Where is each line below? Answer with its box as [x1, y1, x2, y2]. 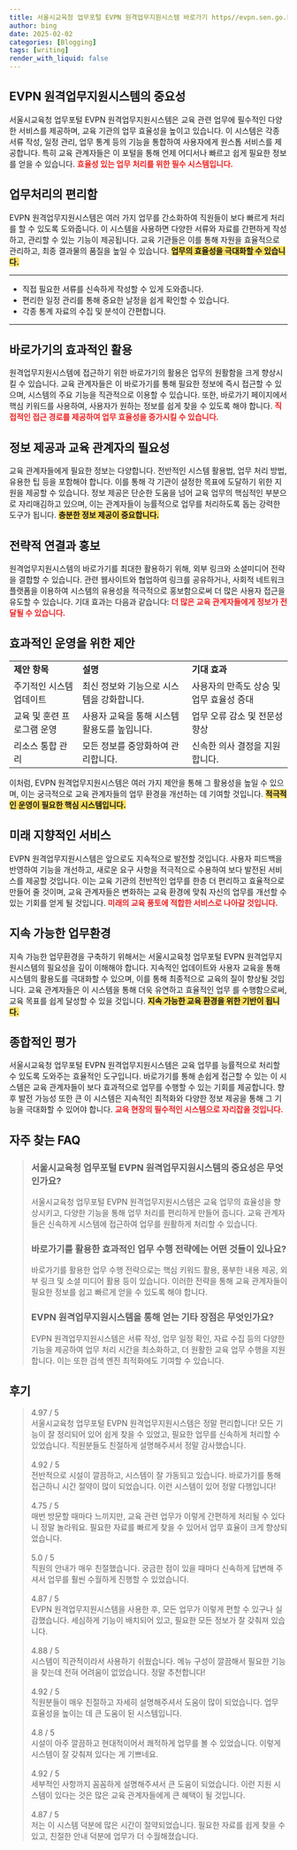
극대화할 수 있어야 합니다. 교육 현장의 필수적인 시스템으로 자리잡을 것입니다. [25, 1104, 284, 1115]
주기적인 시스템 [13, 679, 73, 692]
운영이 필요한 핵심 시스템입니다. [18, 799, 126, 810]
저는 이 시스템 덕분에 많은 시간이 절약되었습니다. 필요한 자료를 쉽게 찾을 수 [30, 1820, 286, 1831]
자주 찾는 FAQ [9, 1133, 81, 1148]
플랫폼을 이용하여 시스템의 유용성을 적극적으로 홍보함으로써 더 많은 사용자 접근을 [9, 585, 286, 596]
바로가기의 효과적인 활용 [9, 343, 133, 358]
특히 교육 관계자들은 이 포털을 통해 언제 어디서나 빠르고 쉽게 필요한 [42, 147, 271, 158]
